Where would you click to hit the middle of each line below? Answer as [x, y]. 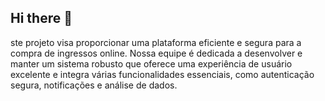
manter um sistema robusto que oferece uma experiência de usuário [151, 63]
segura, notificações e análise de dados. [94, 85]
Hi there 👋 [41, 18]
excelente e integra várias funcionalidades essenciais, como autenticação [162, 74]
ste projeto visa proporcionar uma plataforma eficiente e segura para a [156, 42]
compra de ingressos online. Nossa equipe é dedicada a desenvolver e [156, 53]
